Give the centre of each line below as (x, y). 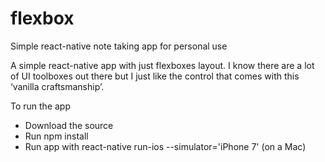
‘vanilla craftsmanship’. (57, 86)
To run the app (40, 106)
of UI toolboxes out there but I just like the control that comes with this (155, 76)
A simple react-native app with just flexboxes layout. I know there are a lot (162, 65)
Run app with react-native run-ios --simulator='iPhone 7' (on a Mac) (165, 146)
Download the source (69, 125)
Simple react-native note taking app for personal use (119, 46)
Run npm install (56, 136)
